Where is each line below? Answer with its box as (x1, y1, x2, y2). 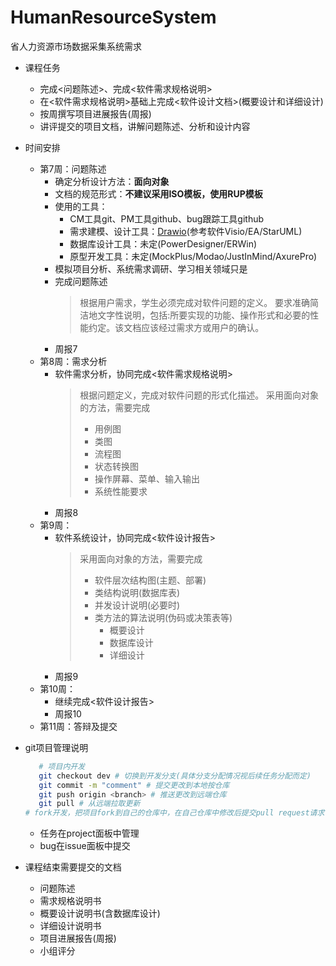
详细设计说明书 (39, 920, 102, 932)
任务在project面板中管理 (39, 827, 140, 840)
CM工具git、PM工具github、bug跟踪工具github (69, 212, 265, 225)
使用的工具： (54, 200, 108, 212)
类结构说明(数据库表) (94, 586, 181, 598)
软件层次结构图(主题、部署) (94, 574, 207, 586)
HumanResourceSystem (10, 6, 217, 29)
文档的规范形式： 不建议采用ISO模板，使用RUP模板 (54, 187, 263, 200)
